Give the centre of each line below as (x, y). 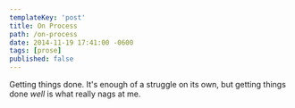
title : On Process (43, 26)
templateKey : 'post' (48, 17)
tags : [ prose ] (36, 51)
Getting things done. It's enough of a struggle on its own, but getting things (147, 84)
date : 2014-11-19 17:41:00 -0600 (72, 42)
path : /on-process (43, 34)
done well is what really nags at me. (75, 94)
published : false (42, 59)
